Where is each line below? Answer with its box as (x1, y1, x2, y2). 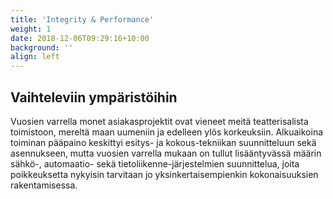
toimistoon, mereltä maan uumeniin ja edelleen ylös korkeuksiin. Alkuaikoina (10, 126, 324, 138)
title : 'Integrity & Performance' (10, 14, 155, 25)
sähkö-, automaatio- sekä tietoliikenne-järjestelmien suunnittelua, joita (10, 157, 300, 170)
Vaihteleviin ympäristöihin (10, 89, 178, 106)
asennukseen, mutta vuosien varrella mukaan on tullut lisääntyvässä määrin (10, 147, 322, 159)
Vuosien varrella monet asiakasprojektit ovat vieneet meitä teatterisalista (10, 115, 309, 127)
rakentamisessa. (10, 179, 78, 191)
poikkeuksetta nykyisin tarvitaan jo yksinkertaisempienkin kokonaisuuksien (10, 168, 319, 180)
